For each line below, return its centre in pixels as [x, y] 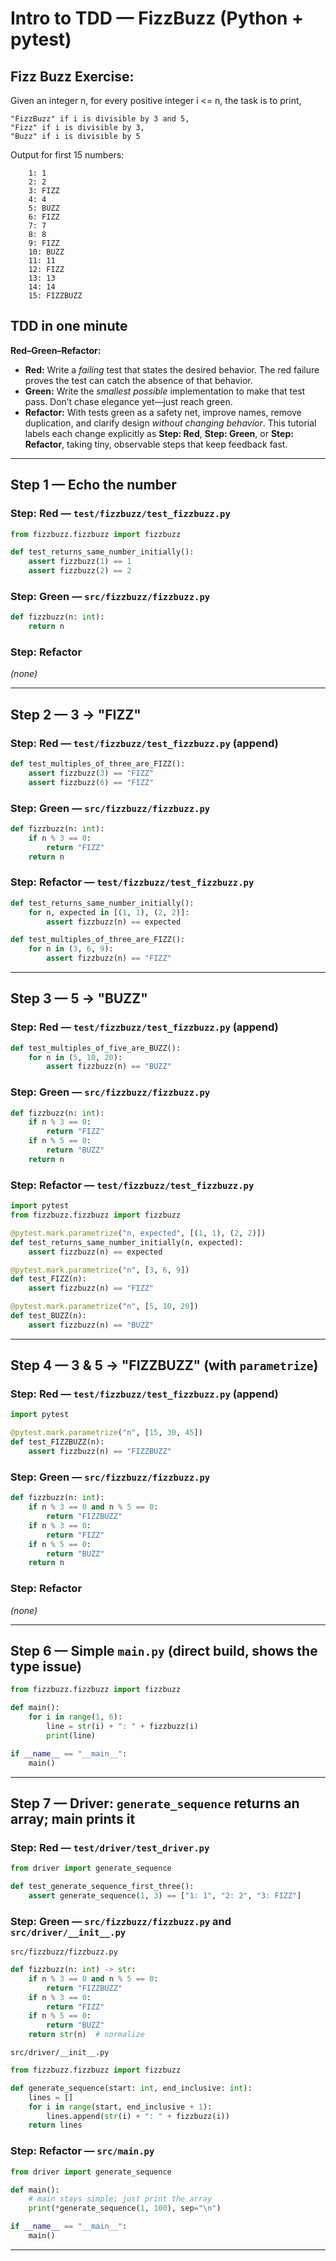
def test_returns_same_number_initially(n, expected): [127, 1242]
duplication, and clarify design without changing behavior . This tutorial [170, 423]
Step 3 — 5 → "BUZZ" [79, 998]
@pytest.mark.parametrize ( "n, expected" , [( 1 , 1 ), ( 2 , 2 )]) [138, 1233]
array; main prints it [73, 1818]
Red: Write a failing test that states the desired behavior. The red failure [172, 369]
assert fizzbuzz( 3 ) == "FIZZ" [91, 773]
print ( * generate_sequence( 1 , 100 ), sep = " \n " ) [125, 2208]
